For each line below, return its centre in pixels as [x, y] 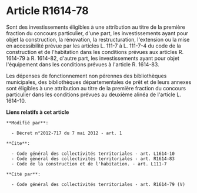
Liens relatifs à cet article [38, 112]
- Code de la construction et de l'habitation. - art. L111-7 [89, 164]
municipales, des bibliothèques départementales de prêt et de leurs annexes [99, 82]
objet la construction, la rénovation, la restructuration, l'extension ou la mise [98, 39]
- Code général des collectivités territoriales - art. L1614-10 [93, 154]
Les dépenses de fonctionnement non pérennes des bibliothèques [86, 76]
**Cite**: [18, 143]
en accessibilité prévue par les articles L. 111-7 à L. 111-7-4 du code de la [94, 46]
